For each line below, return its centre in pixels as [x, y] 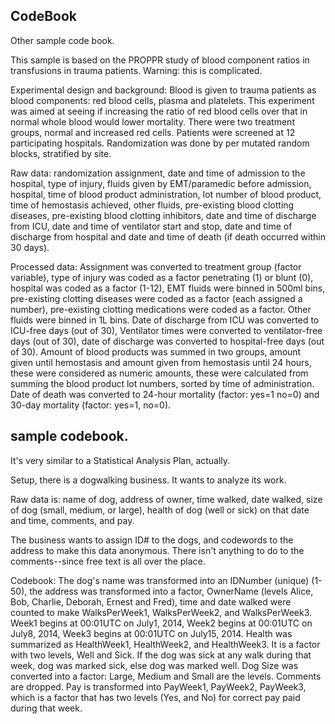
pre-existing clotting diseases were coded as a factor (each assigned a [156, 298]
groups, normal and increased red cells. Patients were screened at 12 [153, 132]
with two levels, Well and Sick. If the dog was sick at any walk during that [161, 655]
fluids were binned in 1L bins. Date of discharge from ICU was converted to [165, 320]
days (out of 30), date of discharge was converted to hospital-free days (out [167, 341]
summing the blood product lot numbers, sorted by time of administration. [162, 383]
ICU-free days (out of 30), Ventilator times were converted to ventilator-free [166, 330]
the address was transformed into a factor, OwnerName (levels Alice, [171, 591]
